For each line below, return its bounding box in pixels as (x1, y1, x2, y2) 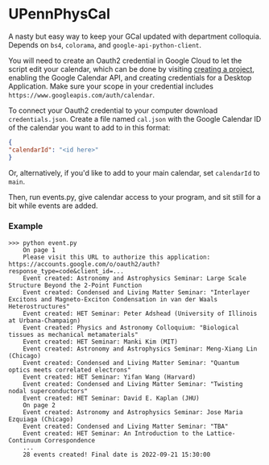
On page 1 (23, 246, 56, 254)
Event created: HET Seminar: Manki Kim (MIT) (23, 338, 179, 346)
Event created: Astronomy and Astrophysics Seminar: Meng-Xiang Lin (23, 344, 258, 353)
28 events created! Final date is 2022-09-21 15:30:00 (23, 450, 211, 459)
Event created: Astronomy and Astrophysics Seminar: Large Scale (23, 274, 247, 282)
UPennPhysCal (8, 5, 111, 23)
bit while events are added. (8, 201, 98, 210)
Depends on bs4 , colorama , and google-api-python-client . (8, 39, 202, 49)
